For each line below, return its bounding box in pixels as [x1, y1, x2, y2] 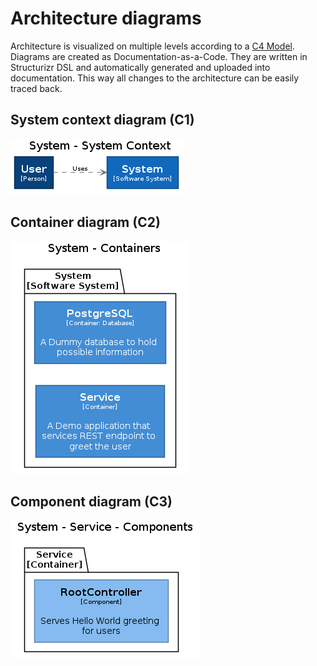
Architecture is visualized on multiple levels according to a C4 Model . [10, 40, 296, 52]
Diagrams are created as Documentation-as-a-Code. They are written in [10, 50, 308, 62]
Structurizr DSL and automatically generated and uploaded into [10, 61, 271, 73]
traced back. [10, 82, 63, 94]
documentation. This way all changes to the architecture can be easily [10, 72, 300, 84]
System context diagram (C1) [10, 112, 195, 129]
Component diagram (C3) [10, 493, 173, 510]
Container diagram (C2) [10, 214, 161, 231]
